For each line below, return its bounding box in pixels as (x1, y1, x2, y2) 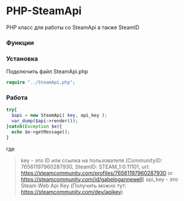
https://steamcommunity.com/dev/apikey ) (20, 188, 123, 195)
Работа (6, 93, 28, 101)
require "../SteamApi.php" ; (6, 79, 76, 85)
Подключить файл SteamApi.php (6, 68, 88, 75)
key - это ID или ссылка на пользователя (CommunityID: (20, 157, 163, 164)
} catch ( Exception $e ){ (6, 123, 62, 129)
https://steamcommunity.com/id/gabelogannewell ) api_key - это (20, 176, 179, 183)
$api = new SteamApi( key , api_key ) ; (11, 113, 108, 119)
